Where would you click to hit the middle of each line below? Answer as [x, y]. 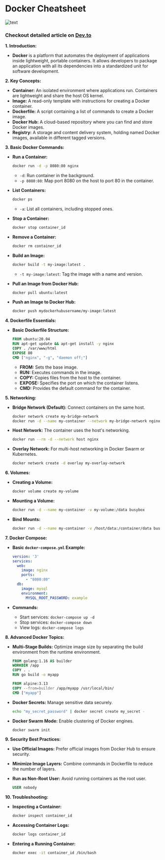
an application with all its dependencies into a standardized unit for [80, 66]
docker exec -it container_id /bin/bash [54, 853]
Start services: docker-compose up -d [57, 617]
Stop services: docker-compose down [56, 622]
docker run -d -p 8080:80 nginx [45, 166]
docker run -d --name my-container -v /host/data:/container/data [82, 528]
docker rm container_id [37, 246]
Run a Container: [30, 157]
